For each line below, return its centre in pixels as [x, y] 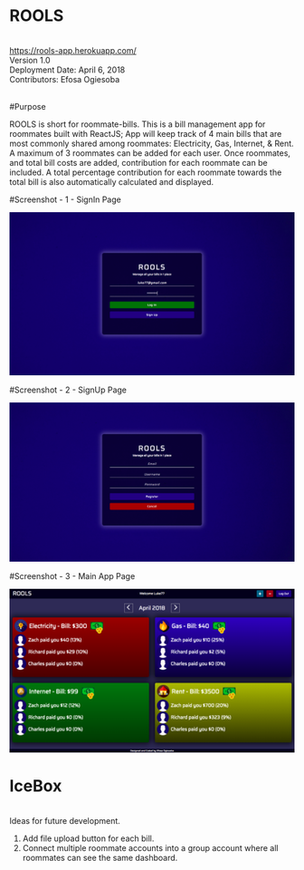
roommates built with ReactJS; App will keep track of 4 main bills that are [146, 133]
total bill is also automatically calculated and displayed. [112, 181]
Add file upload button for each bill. [88, 838]
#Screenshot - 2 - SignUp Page [68, 390]
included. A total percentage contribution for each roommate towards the [146, 172]
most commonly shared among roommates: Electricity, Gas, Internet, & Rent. [152, 143]
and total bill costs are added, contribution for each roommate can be [139, 162]
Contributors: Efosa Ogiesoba [65, 79]
